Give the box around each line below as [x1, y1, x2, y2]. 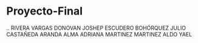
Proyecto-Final [6, 4, 83, 18]
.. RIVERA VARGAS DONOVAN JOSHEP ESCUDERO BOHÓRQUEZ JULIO [6, 24, 186, 31]
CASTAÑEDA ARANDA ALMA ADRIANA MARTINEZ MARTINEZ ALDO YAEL [6, 30, 193, 38]
